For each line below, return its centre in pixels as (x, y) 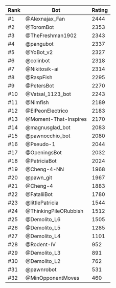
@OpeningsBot (44, 152)
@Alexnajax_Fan (45, 19)
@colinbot (38, 60)
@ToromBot (40, 27)
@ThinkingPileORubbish (54, 211)
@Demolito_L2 (43, 261)
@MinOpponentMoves (52, 278)
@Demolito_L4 (43, 236)
